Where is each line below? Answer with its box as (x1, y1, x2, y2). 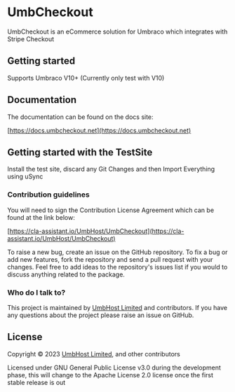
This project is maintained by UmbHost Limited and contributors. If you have (7, 303, 228, 311)
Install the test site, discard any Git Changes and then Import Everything (7, 165, 215, 174)
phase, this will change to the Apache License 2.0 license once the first (7, 370, 214, 379)
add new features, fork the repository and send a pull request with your (7, 255, 213, 263)
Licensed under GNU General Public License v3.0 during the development (7, 363, 221, 372)
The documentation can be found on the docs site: (7, 113, 154, 121)
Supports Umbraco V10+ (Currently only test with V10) (7, 73, 165, 82)
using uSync (7, 172, 43, 181)
